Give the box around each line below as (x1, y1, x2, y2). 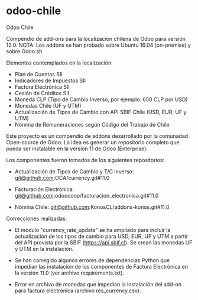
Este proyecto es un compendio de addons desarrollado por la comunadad (6, 132, 189, 140)
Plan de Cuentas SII (14, 70, 63, 78)
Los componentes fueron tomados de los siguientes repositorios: (6, 156, 165, 163)
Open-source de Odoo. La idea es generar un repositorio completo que (6, 138, 180, 146)
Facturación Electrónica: (14, 185, 74, 193)
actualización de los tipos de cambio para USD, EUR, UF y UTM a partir (14, 233, 188, 240)
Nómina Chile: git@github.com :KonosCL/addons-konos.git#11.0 (14, 203, 170, 211)
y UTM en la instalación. (14, 245, 74, 252)
